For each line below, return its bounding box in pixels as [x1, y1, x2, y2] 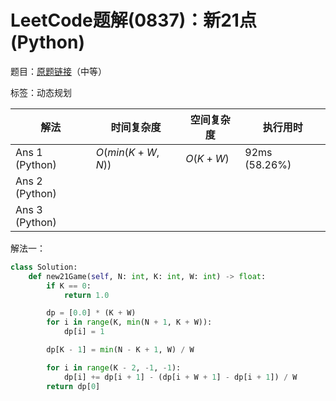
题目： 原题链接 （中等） [10, 65, 107, 77]
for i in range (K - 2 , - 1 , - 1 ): [46, 362, 182, 373]
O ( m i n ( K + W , [95, 145, 160, 159]
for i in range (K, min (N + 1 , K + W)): [46, 317, 213, 328]
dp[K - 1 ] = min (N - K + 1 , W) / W [46, 345, 195, 355]
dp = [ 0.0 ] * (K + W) [46, 308, 137, 318]
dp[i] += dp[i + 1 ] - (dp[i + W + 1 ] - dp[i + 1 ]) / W [63, 372, 298, 382]
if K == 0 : [46, 281, 92, 291]
